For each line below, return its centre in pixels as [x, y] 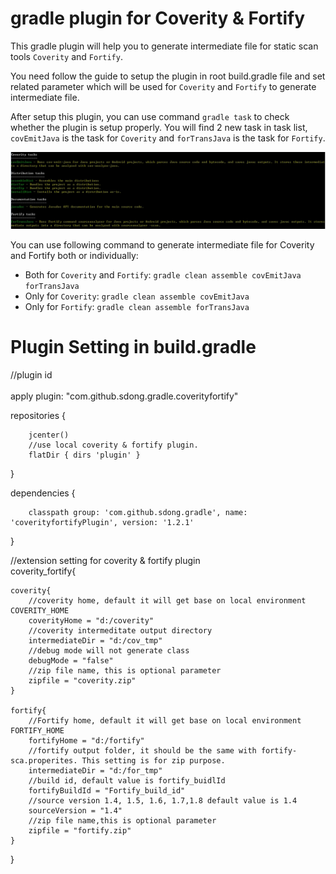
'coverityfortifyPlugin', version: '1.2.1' [102, 522]
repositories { [38, 415]
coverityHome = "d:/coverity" [91, 620]
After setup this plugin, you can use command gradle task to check [150, 116]
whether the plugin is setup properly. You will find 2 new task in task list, [159, 127]
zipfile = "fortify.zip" [80, 830]
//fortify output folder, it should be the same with [142, 750]
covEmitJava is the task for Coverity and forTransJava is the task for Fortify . [168, 138]
